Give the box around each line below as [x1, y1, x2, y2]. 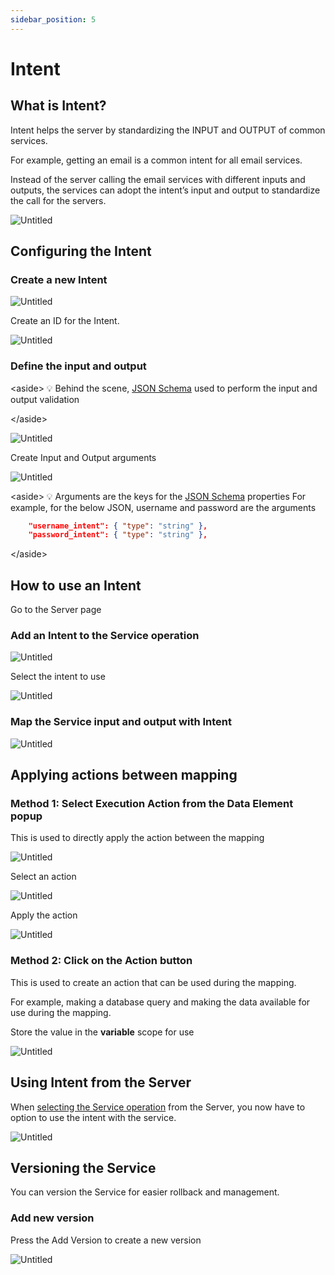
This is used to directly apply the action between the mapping [10, 832, 265, 844]
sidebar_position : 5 [10, 14, 97, 25]
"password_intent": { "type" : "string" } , [28, 530, 208, 540]
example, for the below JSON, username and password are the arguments [10, 501, 317, 513]
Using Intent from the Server [10, 1074, 192, 1091]
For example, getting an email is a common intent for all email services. [10, 154, 303, 166]
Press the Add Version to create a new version [10, 1234, 202, 1246]
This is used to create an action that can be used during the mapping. [10, 976, 297, 988]
